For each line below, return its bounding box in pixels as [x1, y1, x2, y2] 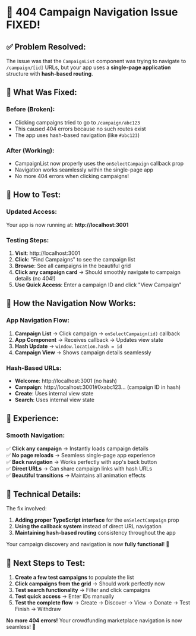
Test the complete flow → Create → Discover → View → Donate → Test [14, 599, 191, 606]
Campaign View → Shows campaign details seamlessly [14, 348, 151, 356]
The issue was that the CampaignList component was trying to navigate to [6, 58, 186, 64]
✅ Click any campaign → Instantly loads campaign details [6, 445, 148, 452]
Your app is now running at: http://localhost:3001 [6, 221, 129, 228]
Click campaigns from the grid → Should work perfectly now [14, 580, 165, 587]
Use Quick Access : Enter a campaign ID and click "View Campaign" [14, 281, 182, 288]
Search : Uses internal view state [14, 396, 95, 403]
